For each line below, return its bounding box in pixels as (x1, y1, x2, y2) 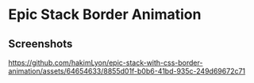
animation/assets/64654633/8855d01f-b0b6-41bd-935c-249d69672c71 (8, 66, 246, 76)
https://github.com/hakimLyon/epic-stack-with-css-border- (8, 58, 203, 67)
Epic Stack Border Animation (8, 6, 202, 24)
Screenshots (8, 37, 73, 51)
